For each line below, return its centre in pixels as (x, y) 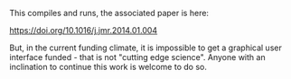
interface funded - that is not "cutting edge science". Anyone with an (137, 57)
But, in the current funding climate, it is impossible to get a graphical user (145, 48)
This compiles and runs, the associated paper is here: (109, 13)
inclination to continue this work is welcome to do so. (108, 67)
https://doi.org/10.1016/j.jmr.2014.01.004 (84, 30)
